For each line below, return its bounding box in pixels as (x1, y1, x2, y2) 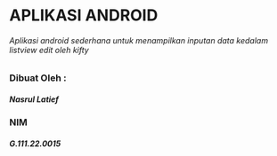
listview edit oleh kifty (9, 44, 89, 55)
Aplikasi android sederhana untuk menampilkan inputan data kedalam (9, 35, 269, 45)
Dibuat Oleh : (9, 72, 67, 84)
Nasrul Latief (9, 94, 60, 105)
